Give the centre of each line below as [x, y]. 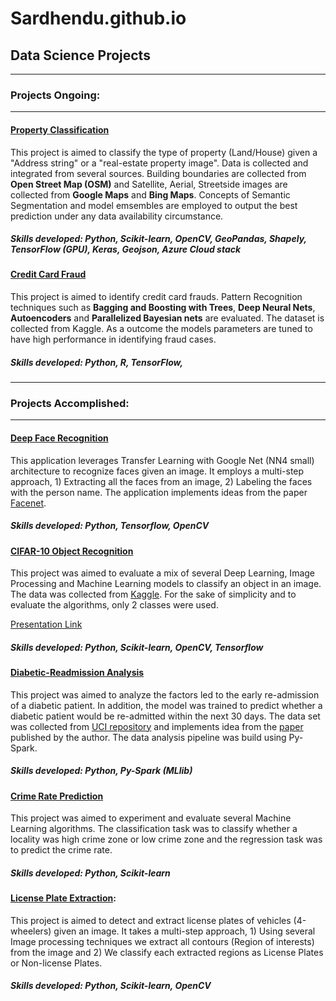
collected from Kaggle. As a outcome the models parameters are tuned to [161, 329]
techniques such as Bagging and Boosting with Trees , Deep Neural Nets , [163, 308]
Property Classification [60, 129]
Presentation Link [46, 624]
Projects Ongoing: [55, 95]
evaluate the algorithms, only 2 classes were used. [114, 605]
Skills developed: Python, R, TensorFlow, [97, 362]
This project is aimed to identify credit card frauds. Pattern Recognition [156, 297]
